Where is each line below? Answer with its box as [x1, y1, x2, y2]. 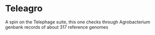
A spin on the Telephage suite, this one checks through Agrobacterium [5, 19, 151, 25]
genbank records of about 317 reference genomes [5, 24, 109, 30]
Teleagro [5, 3, 43, 14]
